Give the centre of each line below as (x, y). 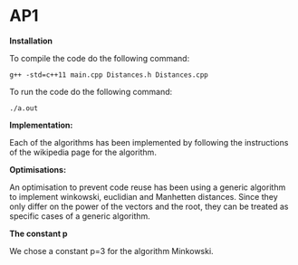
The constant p (38, 233)
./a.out (24, 108)
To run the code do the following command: (91, 91)
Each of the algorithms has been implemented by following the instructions (149, 142)
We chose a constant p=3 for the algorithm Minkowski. (112, 251)
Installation (31, 41)
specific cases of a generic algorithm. (80, 216)
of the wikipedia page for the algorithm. (83, 152)
